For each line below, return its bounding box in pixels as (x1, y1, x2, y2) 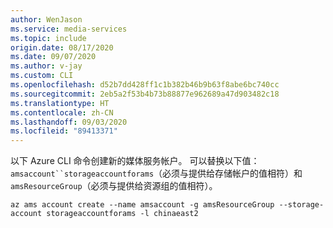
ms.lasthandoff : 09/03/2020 (10, 117, 128, 127)
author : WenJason (10, 14, 83, 25)
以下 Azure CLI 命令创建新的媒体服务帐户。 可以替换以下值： (10, 155, 260, 167)
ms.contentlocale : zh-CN (10, 107, 114, 118)
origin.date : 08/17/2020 (10, 42, 114, 53)
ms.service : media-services (10, 24, 128, 34)
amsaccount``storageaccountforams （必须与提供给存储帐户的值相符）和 (10, 167, 303, 180)
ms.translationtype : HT (10, 98, 110, 108)
